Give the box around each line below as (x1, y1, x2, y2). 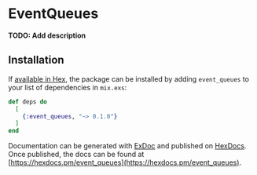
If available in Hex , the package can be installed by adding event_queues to (8, 74, 250, 83)
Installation (8, 53, 64, 67)
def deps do (8, 97, 47, 106)
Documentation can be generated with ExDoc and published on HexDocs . (8, 141, 247, 151)
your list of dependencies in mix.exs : (8, 82, 127, 92)
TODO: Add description (8, 31, 86, 40)
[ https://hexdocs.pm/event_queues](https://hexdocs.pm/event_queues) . (8, 158, 242, 167)
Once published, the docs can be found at (8, 150, 145, 159)
